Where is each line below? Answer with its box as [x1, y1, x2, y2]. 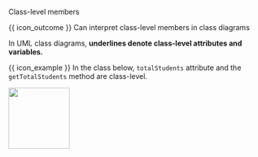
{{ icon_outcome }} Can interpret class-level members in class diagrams [8, 23, 251, 32]
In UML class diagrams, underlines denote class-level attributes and [8, 38, 243, 48]
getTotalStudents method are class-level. [8, 72, 148, 81]
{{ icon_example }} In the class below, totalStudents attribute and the [8, 63, 242, 72]
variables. [8, 47, 43, 56]
